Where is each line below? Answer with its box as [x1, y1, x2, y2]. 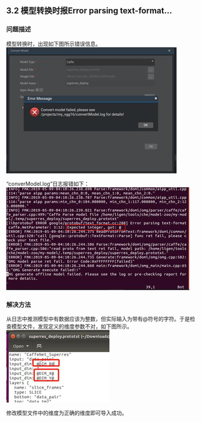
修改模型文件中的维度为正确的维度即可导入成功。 [6, 409, 127, 417]
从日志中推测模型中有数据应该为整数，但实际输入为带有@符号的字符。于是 [6, 315, 190, 322]
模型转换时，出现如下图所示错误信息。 [6, 40, 101, 47]
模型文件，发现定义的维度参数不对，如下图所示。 [11, 323, 133, 330]
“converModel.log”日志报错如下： [6, 180, 90, 187]
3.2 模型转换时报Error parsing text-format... [6, 5, 172, 16]
